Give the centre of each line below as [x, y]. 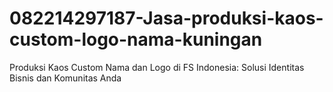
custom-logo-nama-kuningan [136, 39]
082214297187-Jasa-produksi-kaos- [166, 18]
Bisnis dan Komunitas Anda [65, 78]
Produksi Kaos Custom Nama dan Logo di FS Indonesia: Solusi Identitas [157, 67]
